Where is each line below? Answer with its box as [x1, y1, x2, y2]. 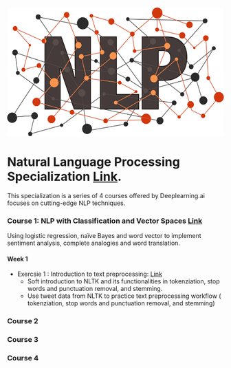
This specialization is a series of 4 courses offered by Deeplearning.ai [7, 191, 205, 199]
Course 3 [7, 335, 39, 345]
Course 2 [7, 316, 39, 326]
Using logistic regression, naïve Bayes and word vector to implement [7, 232, 201, 240]
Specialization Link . [7, 169, 122, 184]
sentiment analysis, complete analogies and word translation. [7, 239, 181, 248]
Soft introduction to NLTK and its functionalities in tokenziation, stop [27, 277, 220, 285]
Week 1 [7, 255, 28, 263]
